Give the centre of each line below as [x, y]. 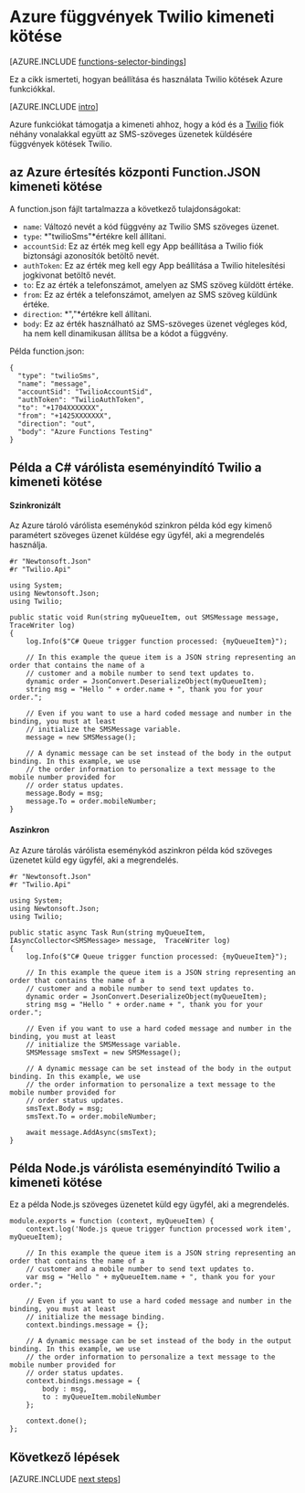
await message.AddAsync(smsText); [91, 1132]
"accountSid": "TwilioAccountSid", [85, 392]
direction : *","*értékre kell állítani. [87, 313]
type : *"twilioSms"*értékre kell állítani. [95, 236]
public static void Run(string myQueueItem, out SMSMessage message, [145, 618]
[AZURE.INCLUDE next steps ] [65, 1479]
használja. [29, 545]
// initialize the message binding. [96, 1318]
